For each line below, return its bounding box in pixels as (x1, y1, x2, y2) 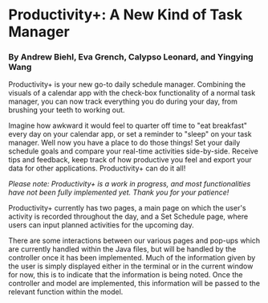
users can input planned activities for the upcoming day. (8, 220, 194, 230)
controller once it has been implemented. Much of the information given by (8, 253, 256, 263)
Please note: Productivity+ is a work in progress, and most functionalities (8, 179, 251, 189)
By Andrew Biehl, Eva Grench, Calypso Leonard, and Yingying (8, 51, 254, 63)
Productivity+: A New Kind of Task (8, 6, 243, 24)
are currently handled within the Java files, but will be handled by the (8, 244, 237, 254)
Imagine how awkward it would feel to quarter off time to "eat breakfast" (8, 121, 247, 130)
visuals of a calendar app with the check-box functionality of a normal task (8, 88, 256, 98)
